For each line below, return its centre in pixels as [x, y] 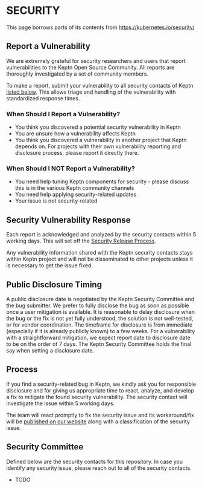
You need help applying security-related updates [76, 195]
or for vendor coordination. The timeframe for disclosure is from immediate [99, 325]
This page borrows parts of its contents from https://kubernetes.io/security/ [100, 27]
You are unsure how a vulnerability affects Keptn [75, 134]
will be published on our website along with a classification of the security [98, 421]
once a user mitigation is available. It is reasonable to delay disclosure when [100, 311]
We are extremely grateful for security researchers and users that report [96, 60]
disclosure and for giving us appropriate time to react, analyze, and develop [100, 390]
